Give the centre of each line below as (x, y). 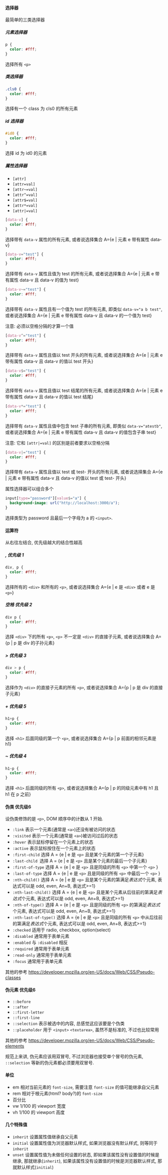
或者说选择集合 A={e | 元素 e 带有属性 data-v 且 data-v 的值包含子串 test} (81, 432)
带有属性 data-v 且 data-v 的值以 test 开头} (49, 361)
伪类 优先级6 (18, 807)
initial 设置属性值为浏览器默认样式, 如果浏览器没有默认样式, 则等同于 (85, 1143)
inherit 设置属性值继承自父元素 (45, 1137)
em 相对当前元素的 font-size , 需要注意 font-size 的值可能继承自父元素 (86, 1087)
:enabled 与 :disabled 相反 (40, 942)
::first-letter (28, 1012)
